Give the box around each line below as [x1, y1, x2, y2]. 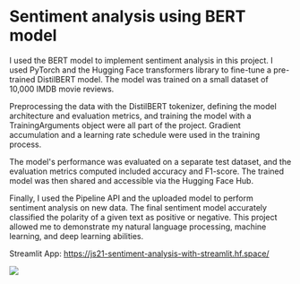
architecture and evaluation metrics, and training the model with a [9, 110, 253, 121]
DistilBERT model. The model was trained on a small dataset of [37, 73, 269, 84]
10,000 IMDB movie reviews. [9, 83, 115, 94]
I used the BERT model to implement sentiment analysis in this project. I [9, 55, 273, 65]
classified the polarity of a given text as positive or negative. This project [9, 211, 278, 222]
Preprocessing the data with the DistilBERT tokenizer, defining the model [9, 100, 278, 111]
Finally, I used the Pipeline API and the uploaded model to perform [9, 193, 253, 203]
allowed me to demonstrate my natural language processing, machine [9, 221, 267, 232]
